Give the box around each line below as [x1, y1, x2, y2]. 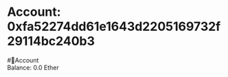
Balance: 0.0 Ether [7, 63, 60, 71]
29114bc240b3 [7, 34, 95, 49]
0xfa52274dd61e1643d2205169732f [7, 19, 221, 34]
